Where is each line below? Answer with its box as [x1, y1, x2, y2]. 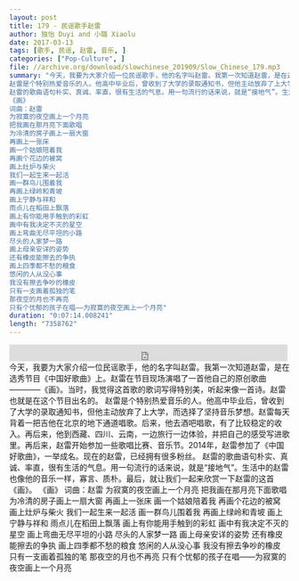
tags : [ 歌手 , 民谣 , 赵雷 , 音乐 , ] [9, 46, 126, 55]
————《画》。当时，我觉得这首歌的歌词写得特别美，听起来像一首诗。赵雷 [9, 384, 287, 395]
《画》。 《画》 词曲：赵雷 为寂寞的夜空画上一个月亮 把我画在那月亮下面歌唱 [9, 485, 287, 495]
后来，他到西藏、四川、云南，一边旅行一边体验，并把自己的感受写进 [32, 429, 282, 439]
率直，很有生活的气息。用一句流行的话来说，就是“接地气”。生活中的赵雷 [24, 462, 289, 472]
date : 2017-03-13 [9, 37, 74, 47]
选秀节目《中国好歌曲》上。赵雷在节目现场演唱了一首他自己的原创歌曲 [9, 373, 267, 383]
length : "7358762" [9, 320, 77, 329]
